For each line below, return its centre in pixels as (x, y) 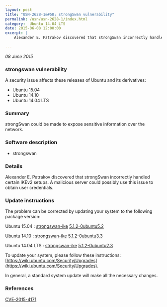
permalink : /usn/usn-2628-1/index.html (46, 19)
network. (14, 130)
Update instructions (30, 200)
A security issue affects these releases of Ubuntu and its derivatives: (76, 80)
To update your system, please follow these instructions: (63, 255)
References (19, 289)
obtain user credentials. (29, 187)
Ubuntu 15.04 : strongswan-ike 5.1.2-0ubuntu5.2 (55, 226)
